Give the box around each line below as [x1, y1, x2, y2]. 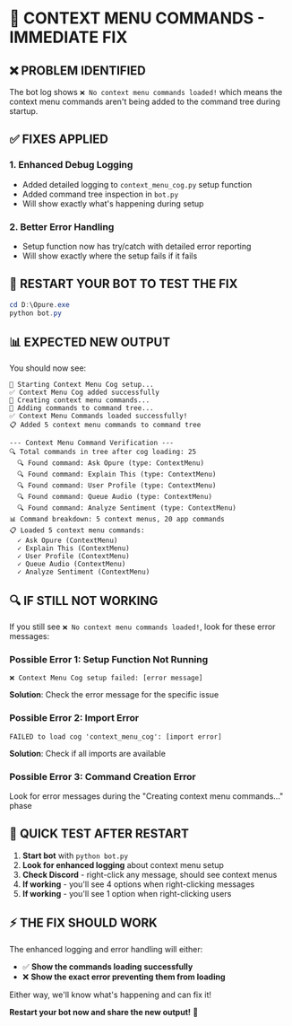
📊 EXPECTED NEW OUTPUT [9, 334, 171, 349]
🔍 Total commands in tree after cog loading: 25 [9, 448, 197, 457]
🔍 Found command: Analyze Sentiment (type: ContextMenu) [17, 504, 237, 513]
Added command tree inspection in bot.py [21, 189, 179, 199]
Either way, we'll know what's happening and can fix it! [9, 989, 212, 1000]
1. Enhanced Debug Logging [9, 159, 133, 171]
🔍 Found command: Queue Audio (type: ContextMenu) [17, 493, 213, 502]
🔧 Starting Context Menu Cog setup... [9, 381, 154, 390]
